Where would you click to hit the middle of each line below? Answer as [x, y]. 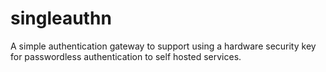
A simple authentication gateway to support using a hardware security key [163, 46]
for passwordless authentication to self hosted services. [126, 56]
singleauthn [61, 18]
